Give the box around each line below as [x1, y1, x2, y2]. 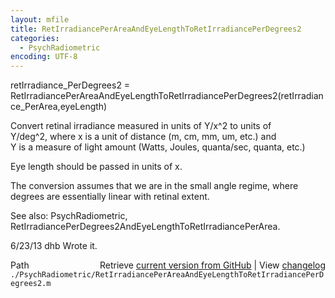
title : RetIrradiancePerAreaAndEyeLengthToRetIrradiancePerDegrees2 [10, 24, 302, 34]
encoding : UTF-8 [10, 52, 78, 62]
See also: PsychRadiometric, [10, 210, 128, 222]
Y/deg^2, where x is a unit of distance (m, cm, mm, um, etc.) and [10, 131, 277, 143]
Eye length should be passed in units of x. [10, 161, 183, 173]
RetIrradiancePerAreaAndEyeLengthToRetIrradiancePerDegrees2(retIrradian [10, 90, 324, 102]
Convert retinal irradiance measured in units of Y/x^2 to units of [10, 120, 272, 132]
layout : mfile [10, 14, 70, 25]
